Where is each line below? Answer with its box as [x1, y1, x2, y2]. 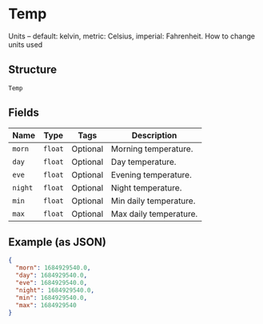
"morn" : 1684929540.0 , [15, 264, 91, 272]
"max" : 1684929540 [15, 301, 78, 309]
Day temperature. [110, 156, 177, 167]
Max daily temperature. [110, 208, 198, 219]
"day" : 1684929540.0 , [15, 271, 88, 280]
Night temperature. [110, 182, 182, 193]
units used [8, 39, 43, 49]
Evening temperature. [110, 169, 192, 180]
